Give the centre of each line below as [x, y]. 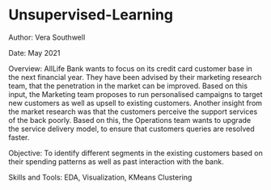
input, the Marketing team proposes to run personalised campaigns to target [135, 94]
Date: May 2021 [34, 53]
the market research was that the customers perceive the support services [133, 112]
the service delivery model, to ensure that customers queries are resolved [131, 129]
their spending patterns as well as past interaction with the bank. [116, 161]
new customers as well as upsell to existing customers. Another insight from [135, 103]
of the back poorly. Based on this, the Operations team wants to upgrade [130, 120]
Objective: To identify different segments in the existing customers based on [135, 153]
